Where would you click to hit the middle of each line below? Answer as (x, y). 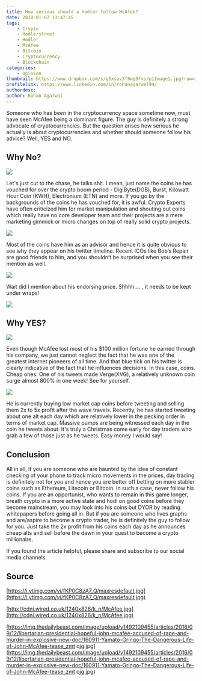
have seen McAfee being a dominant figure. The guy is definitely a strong (97, 119)
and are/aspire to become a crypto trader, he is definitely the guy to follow (98, 520)
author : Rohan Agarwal (35, 96)
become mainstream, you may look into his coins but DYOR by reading (93, 507)
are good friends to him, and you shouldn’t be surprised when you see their (100, 257)
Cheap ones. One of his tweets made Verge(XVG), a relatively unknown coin (101, 374)
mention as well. (26, 263)
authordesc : (21, 90)
